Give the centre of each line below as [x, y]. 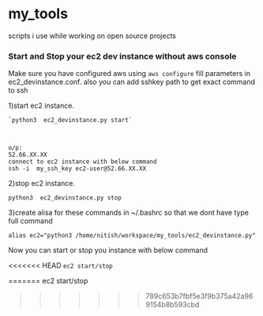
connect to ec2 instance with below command [83, 162]
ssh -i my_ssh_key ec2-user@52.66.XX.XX [77, 169]
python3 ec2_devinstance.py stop [65, 198]
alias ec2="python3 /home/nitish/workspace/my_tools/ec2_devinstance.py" [132, 236]
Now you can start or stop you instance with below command [108, 250]
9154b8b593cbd [173, 305]
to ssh [18, 90]
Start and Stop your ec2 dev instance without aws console [122, 56]
